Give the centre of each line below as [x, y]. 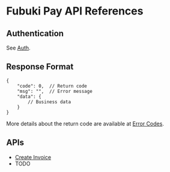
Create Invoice [33, 157]
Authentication [35, 33]
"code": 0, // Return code [52, 86]
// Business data [49, 102]
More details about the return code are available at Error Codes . [85, 123]
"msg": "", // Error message [55, 91]
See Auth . [19, 48]
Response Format [40, 67]
